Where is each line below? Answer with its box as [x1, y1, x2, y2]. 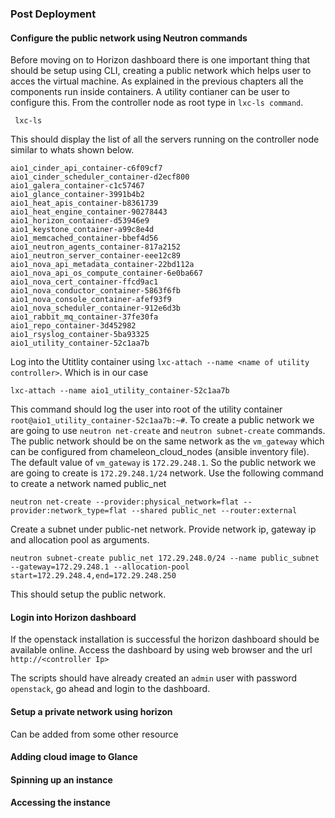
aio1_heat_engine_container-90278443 [10, 207, 168, 217]
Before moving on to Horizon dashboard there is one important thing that [10, 54, 311, 66]
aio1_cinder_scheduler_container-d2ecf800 [10, 172, 190, 182]
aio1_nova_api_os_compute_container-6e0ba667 [10, 268, 203, 279]
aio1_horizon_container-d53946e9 [10, 216, 150, 226]
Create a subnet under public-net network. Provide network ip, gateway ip [10, 523, 317, 536]
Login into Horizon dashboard [10, 611, 137, 623]
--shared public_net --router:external [131, 506, 298, 516]
